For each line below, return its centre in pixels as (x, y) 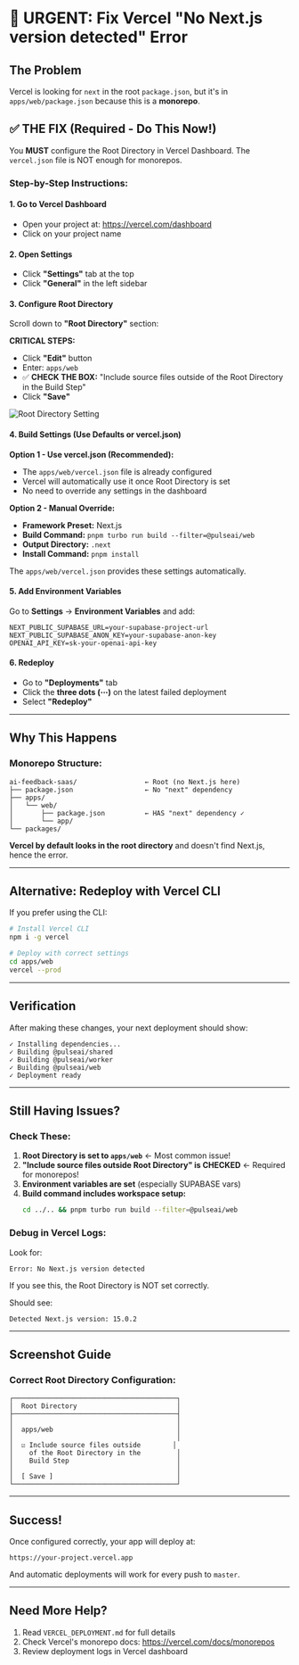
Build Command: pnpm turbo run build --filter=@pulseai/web (138, 534)
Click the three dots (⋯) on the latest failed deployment (124, 692)
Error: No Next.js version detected (77, 1269)
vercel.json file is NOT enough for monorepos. (96, 160)
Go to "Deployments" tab (70, 683)
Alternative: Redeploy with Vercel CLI (115, 891)
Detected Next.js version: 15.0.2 (73, 1319)
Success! (36, 1520)
